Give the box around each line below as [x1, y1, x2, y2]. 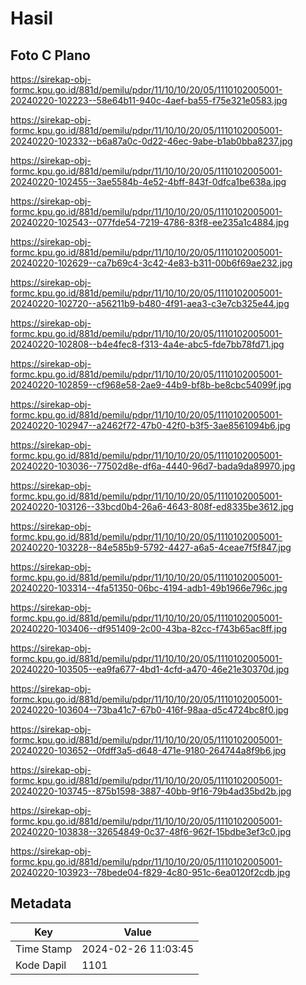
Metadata [10, 895, 72, 912]
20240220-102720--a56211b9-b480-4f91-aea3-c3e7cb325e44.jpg [10, 298, 290, 309]
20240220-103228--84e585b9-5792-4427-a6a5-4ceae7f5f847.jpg [10, 542, 292, 553]
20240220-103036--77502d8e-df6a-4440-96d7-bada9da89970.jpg [10, 460, 296, 472]
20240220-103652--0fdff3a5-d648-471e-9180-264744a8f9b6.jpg [10, 745, 287, 756]
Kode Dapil [15, 958, 67, 972]
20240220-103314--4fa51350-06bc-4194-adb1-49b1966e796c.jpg [10, 582, 288, 594]
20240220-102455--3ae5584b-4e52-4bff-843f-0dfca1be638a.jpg [10, 176, 287, 187]
